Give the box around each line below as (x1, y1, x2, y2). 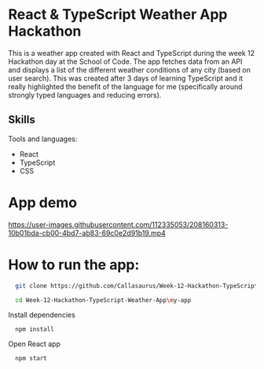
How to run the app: (8, 255, 140, 274)
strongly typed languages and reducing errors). (8, 90, 162, 99)
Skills (8, 113, 35, 127)
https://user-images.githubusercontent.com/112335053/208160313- (8, 219, 229, 229)
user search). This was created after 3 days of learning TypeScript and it (8, 73, 244, 83)
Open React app (8, 339, 61, 348)
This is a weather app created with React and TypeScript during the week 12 (8, 48, 255, 58)
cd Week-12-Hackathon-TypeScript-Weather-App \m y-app (15, 296, 192, 304)
